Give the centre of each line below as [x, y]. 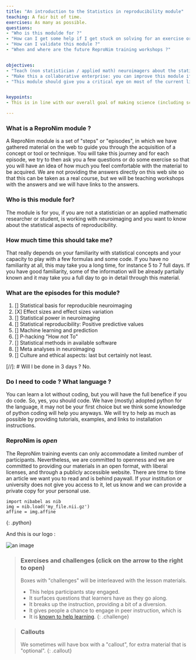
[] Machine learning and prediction [56, 331]
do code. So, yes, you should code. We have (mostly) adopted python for [94, 401]
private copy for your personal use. [48, 491]
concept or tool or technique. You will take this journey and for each [87, 153]
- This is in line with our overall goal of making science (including [95, 103]
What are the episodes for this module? [63, 293]
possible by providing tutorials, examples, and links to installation [84, 420]
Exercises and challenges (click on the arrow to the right [101, 561]
